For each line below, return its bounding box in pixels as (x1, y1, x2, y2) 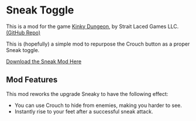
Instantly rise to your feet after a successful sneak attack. (14, 108, 153, 115)
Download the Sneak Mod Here (6, 58, 82, 65)
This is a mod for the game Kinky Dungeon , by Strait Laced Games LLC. (6, 23, 179, 30)
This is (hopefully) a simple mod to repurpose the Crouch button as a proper (6, 40, 190, 47)
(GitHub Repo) (6, 29, 41, 36)
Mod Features (6, 75, 58, 85)
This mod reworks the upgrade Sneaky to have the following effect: (6, 90, 169, 97)
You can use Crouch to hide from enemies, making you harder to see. (14, 102, 183, 109)
